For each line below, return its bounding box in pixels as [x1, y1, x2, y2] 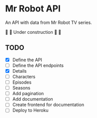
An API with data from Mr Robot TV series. [5, 19, 92, 25]
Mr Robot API [5, 3, 61, 14]
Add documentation [12, 96, 53, 102]
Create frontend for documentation [12, 102, 85, 108]
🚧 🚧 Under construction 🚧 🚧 [5, 29, 61, 35]
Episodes [12, 79, 32, 85]
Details [12, 68, 27, 74]
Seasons [12, 85, 31, 91]
